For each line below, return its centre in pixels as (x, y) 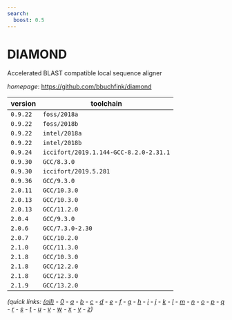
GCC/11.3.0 (60, 247)
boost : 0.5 (29, 20)
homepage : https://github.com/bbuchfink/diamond (79, 86)
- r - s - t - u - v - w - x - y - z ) (50, 309)
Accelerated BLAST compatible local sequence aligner (85, 73)
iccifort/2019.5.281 (76, 171)
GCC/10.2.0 (60, 238)
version (23, 104)
